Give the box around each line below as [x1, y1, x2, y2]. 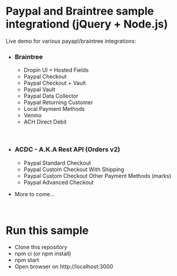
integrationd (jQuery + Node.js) [5, 17, 168, 31]
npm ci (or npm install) [14, 250, 71, 257]
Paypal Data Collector [23, 93, 79, 100]
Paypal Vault [23, 86, 56, 93]
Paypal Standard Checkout [23, 159, 91, 166]
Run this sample [5, 224, 89, 237]
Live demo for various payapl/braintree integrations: [5, 37, 137, 44]
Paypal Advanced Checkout [23, 179, 94, 186]
